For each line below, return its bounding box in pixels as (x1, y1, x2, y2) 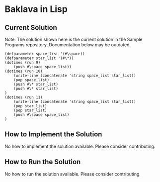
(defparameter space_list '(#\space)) (4, 51, 85, 56)
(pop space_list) (13, 78, 50, 83)
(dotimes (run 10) (4, 69, 43, 74)
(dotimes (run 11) (4, 95, 43, 100)
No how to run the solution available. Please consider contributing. (4, 171, 141, 177)
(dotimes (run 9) (4, 60, 41, 65)
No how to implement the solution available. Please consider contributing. (4, 143, 156, 149)
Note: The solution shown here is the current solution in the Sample (4, 36, 143, 42)
